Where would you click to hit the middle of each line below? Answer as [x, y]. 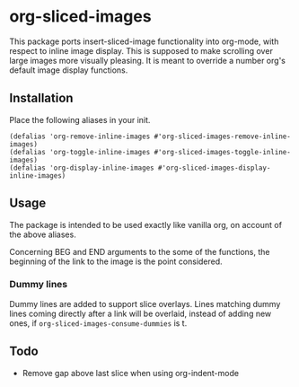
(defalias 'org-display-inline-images [82, 168]
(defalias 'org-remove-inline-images [80, 136]
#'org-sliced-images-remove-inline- [223, 136]
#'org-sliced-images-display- [214, 168]
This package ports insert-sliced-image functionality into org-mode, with [144, 41]
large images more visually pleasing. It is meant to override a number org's [147, 60]
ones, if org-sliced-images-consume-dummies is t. [98, 323]
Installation [41, 98]
